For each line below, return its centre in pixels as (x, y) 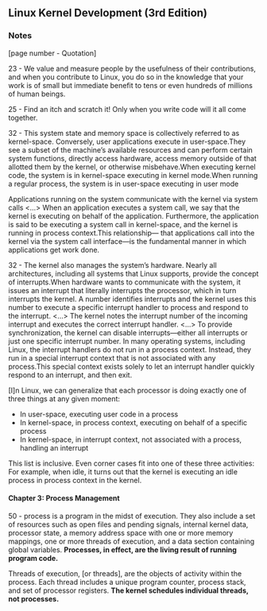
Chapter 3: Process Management (64, 498)
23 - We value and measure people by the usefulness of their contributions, (132, 68)
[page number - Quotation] (52, 53)
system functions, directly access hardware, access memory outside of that (132, 158)
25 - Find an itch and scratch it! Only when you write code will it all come (127, 109)
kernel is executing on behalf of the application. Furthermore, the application (134, 216)
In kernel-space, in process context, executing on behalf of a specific (133, 422)
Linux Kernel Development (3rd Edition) (108, 13)
